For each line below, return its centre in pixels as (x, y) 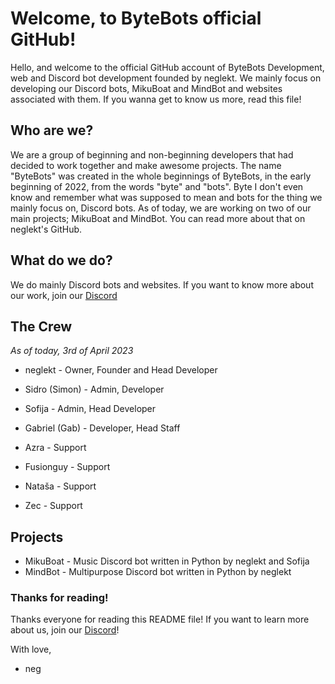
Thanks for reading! (59, 598)
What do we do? (61, 260)
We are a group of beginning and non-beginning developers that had (152, 154)
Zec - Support (53, 506)
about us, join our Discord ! (65, 630)
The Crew (41, 326)
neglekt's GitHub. (46, 229)
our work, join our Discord (64, 295)
